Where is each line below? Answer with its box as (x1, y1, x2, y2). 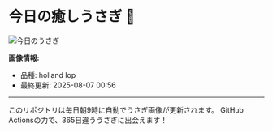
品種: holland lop (19, 70, 76, 79)
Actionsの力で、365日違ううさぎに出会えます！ (8, 115, 168, 125)
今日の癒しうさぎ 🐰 (8, 7, 136, 26)
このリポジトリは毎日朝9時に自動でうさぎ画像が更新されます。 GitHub (8, 104, 244, 114)
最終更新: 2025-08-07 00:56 (19, 80, 116, 90)
